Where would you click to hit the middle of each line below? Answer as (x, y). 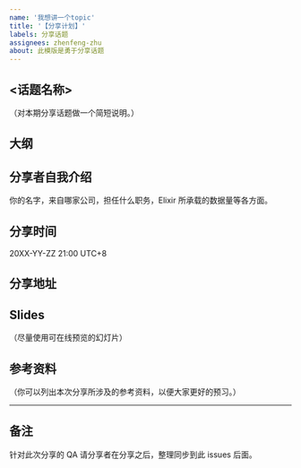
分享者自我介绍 (51, 177)
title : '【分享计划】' (47, 26)
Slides (27, 315)
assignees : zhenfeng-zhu (56, 43)
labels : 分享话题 (39, 34)
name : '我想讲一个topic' (52, 17)
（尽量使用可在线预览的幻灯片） (68, 338)
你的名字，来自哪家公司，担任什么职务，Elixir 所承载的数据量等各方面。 (141, 200)
